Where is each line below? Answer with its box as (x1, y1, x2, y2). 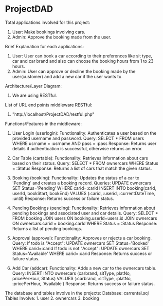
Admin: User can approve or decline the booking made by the (12, 68, 136, 74)
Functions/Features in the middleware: (5, 121, 82, 126)
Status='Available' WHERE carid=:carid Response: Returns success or (12, 251, 152, 256)
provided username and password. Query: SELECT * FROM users (12, 135, 145, 141)
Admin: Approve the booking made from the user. (12, 34, 111, 40)
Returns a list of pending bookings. (12, 225, 83, 232)
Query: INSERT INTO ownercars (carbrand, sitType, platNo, (12, 270, 131, 276)
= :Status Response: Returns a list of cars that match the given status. (12, 165, 152, 171)
